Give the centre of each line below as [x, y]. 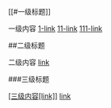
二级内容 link [29, 62]
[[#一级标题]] [30, 12]
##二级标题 [27, 45]
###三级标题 [29, 79]
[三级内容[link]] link [40, 96]
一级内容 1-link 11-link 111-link [55, 29]
